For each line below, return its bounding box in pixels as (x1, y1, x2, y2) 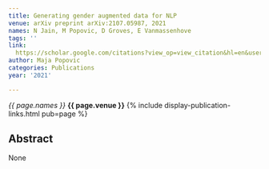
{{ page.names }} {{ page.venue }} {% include (8, 100, 163, 110)
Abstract (8, 132, 54, 146)
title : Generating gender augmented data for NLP (8, 11, 178, 20)
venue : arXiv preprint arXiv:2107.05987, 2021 (8, 19, 167, 27)
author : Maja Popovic (8, 57, 81, 65)
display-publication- (163, 100, 231, 110)
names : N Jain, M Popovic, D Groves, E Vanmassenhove (8, 26, 192, 34)
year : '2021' (8, 71, 52, 79)
